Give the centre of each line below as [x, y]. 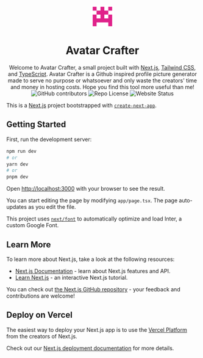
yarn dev [17, 164]
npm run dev [21, 151]
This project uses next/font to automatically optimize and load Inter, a [94, 219]
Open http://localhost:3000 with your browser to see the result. [86, 189]
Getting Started [36, 124]
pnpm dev [17, 177]
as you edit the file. [52, 207]
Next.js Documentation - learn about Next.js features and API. [93, 271]
